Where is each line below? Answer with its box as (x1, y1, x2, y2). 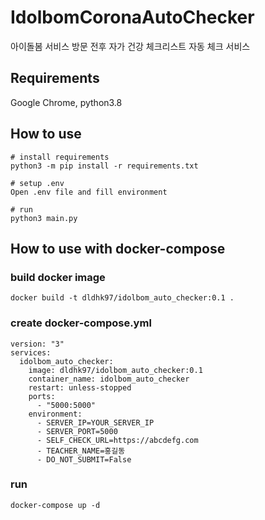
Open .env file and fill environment (10, 187, 168, 197)
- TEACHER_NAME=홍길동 (36, 446, 126, 456)
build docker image (10, 270, 106, 284)
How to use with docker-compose (10, 240, 226, 257)
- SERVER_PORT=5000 (36, 426, 118, 436)
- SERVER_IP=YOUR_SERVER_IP (36, 417, 155, 428)
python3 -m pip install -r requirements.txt (10, 161, 199, 171)
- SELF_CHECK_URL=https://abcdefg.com (36, 435, 199, 445)
